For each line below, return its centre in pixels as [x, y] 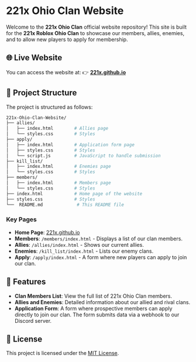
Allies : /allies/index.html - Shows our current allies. [79, 244]
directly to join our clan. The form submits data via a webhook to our [97, 315]
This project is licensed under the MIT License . [63, 353]
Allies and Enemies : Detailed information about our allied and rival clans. [102, 302]
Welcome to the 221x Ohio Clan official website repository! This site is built [97, 27]
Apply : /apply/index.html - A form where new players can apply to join [101, 257]
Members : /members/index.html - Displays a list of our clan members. [99, 239]
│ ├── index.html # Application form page [70, 144]
